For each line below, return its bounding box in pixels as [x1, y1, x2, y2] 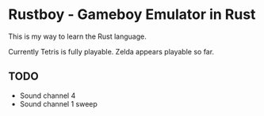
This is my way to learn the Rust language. [8, 32, 147, 41]
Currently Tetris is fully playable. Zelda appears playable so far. [8, 47, 215, 56]
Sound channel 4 [19, 91, 76, 100]
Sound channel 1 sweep [19, 99, 98, 108]
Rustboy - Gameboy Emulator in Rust [8, 6, 256, 24]
